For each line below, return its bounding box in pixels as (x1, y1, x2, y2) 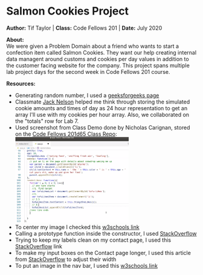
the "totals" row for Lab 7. (14, 117, 79, 125)
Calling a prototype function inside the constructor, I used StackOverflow (14, 230, 197, 237)
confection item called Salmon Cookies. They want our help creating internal (6, 48, 197, 56)
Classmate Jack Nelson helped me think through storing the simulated (14, 98, 190, 105)
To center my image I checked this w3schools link (14, 224, 140, 231)
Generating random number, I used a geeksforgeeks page (14, 91, 159, 99)
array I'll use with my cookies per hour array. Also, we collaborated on (14, 111, 189, 118)
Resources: (6, 80, 36, 87)
